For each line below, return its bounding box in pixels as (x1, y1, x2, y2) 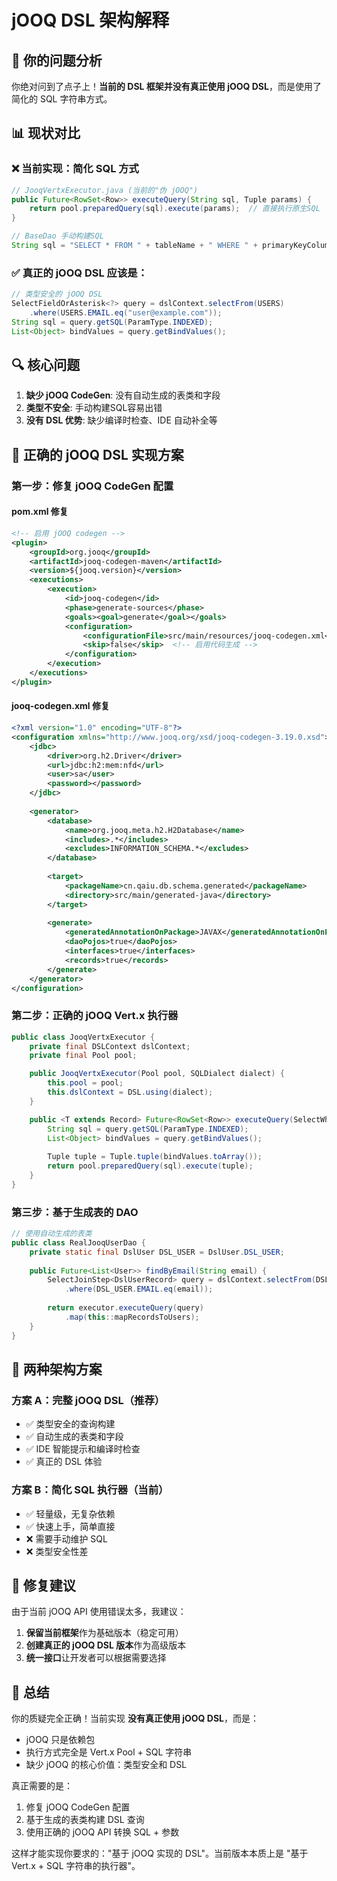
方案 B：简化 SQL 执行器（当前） (11, 1483, 169, 1497)
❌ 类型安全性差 (25, 1545, 89, 1557)
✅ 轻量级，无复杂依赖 (25, 1507, 116, 1520)
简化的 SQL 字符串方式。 (11, 93, 113, 105)
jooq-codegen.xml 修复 (11, 700, 110, 712)
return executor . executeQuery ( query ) (47, 1303, 204, 1313)
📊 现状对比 (11, 125, 81, 142)
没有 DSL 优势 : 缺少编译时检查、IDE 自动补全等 (25, 414, 218, 426)
